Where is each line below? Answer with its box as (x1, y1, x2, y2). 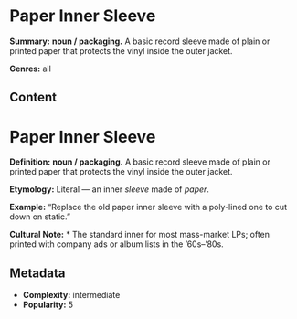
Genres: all (9, 63, 52, 74)
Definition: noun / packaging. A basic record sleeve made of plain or (9, 156, 271, 167)
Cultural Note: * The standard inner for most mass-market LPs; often (9, 229, 270, 240)
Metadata (9, 265, 66, 281)
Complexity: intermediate (22, 290, 121, 301)
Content (9, 90, 58, 105)
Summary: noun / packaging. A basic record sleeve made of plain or (9, 36, 270, 47)
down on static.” (9, 211, 71, 222)
